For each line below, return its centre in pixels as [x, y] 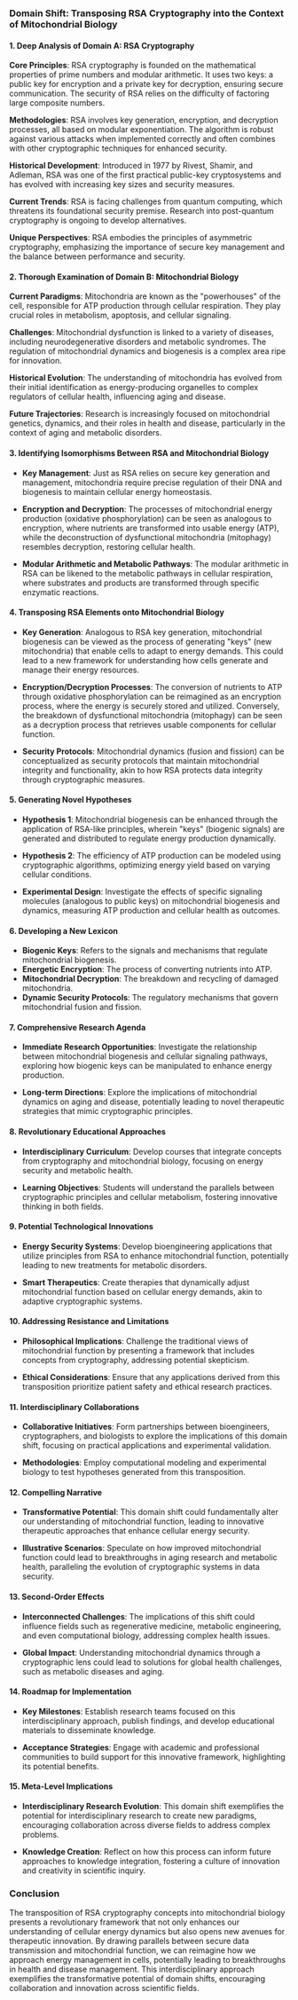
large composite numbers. [57, 103]
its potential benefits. [60, 1766]
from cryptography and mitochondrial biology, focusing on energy [142, 1161]
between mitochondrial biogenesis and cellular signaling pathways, [145, 1056]
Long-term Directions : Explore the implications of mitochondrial [139, 1093]
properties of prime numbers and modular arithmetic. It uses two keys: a [141, 75]
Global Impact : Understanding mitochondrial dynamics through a [141, 1652]
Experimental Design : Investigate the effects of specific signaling [142, 891]
